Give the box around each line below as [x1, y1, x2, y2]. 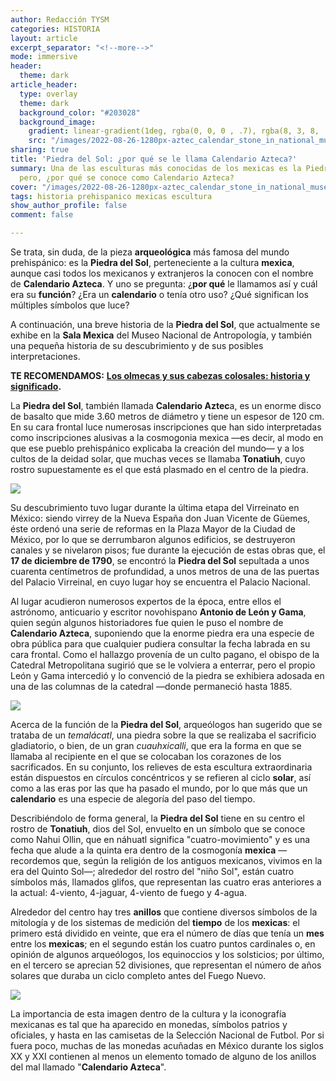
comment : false [10, 210, 74, 220]
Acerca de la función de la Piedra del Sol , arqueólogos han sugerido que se [10, 719, 323, 730]
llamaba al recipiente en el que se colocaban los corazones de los [10, 751, 282, 762]
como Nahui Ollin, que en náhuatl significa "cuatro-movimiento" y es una [10, 834, 311, 845]
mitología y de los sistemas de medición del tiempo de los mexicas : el [10, 917, 300, 928]
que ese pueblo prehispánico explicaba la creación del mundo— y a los [10, 442, 305, 454]
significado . [10, 381, 62, 392]
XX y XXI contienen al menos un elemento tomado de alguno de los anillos [10, 1051, 317, 1062]
